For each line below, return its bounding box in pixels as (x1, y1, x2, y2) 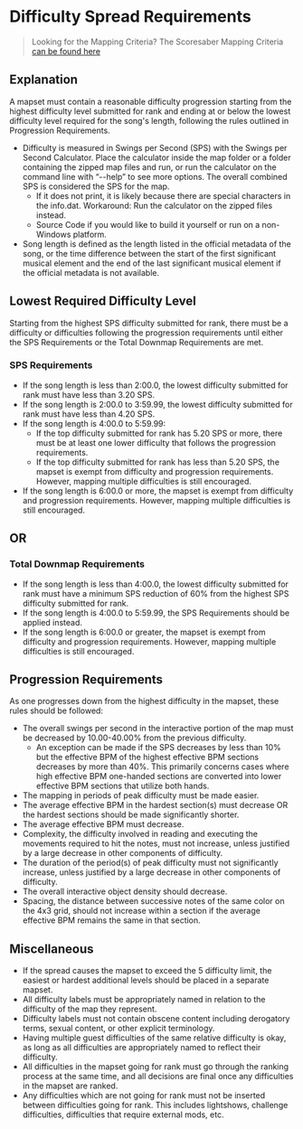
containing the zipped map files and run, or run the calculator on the (22, 161, 278, 173)
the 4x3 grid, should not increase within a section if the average (22, 906, 260, 917)
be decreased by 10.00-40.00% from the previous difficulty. (22, 732, 247, 743)
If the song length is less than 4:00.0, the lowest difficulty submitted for (22, 579, 289, 589)
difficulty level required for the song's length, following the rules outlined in (9, 115, 289, 126)
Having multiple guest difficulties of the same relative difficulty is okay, (22, 1032, 287, 1043)
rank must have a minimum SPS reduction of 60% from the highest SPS (22, 588, 289, 598)
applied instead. (22, 616, 83, 627)
